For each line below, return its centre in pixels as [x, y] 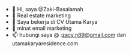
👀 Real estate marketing [41, 15]
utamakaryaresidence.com [45, 43]
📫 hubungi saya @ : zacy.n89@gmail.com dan [69, 35]
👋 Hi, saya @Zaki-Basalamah [47, 9]
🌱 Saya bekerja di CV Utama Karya [55, 22]
